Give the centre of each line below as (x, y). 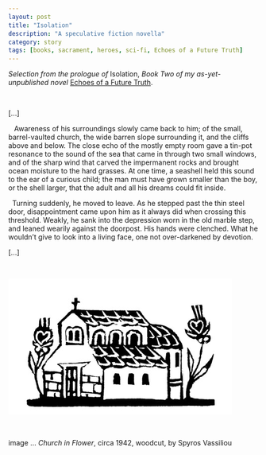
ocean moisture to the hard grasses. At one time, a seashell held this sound (131, 171)
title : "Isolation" (40, 25)
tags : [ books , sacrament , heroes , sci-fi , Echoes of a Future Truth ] (126, 51)
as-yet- (209, 74)
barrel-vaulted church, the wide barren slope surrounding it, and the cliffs (129, 137)
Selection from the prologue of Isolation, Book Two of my (102, 74)
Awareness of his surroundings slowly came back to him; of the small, (128, 129)
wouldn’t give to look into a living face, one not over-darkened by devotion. (131, 237)
